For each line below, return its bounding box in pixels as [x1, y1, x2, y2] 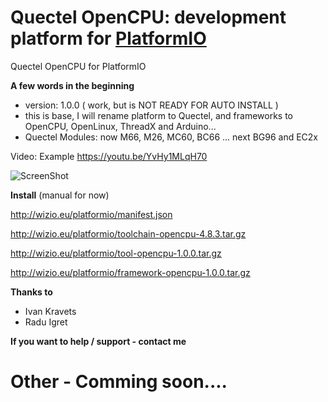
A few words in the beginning [10, 79, 135, 91]
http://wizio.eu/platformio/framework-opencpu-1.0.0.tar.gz [10, 266, 251, 278]
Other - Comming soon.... [10, 371, 228, 393]
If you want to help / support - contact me [10, 335, 187, 347]
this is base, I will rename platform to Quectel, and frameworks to [24, 109, 294, 121]
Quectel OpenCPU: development [10, 6, 287, 29]
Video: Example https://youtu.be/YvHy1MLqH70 [10, 150, 208, 162]
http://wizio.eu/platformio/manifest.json [10, 208, 173, 220]
